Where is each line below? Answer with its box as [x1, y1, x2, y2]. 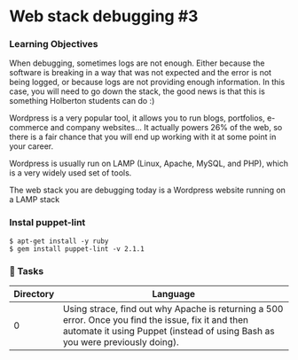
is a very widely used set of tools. [9, 168, 132, 178]
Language [152, 288, 196, 301]
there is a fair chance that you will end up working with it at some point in [9, 131, 277, 143]
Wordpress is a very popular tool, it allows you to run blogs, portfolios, [9, 113, 265, 123]
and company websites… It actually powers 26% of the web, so [50, 122, 283, 133]
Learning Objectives [9, 38, 99, 51]
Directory [13, 288, 55, 301]
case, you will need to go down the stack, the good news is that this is [9, 86, 266, 97]
